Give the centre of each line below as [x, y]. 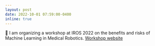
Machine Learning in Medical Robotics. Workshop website [64, 38]
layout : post [18, 10]
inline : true [18, 19]
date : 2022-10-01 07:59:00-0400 [38, 14]
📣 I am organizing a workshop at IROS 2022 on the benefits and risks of [78, 33]
